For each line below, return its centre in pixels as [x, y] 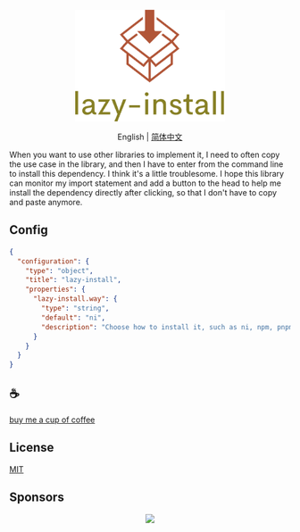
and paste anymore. [46, 202]
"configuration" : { [54, 261]
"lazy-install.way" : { [75, 299]
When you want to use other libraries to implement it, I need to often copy [145, 154]
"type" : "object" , [59, 270]
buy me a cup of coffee [52, 420]
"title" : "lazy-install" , [74, 280]
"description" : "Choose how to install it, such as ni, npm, [158, 327]
